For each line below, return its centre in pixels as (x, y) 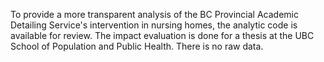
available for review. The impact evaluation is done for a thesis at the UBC (162, 35)
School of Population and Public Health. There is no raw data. (137, 46)
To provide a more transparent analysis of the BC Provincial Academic (154, 14)
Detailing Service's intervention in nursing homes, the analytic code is (154, 25)
